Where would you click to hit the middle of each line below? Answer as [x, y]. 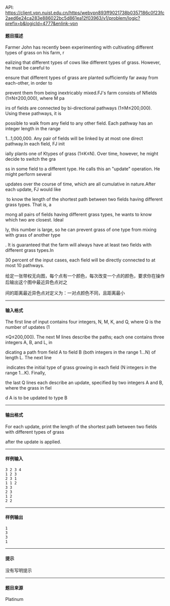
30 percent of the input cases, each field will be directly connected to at [80, 260]
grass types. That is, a [28, 205]
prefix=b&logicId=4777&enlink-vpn [42, 23]
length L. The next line [29, 358]
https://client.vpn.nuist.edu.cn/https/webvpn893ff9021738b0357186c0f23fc [85, 13]
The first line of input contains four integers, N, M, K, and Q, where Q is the [83, 322]
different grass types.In [30, 250]
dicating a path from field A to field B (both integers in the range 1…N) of [80, 352]
